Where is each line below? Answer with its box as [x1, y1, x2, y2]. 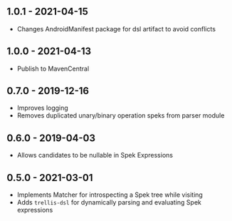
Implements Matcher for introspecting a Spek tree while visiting [16, 190, 204, 199]
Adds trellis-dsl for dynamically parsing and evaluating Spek [16, 198, 202, 207]
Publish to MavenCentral [16, 64, 90, 73]
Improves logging [16, 103, 68, 113]
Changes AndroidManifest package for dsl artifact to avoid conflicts [16, 24, 216, 33]
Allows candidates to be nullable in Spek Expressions [16, 151, 174, 160]
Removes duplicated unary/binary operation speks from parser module [16, 111, 225, 120]
